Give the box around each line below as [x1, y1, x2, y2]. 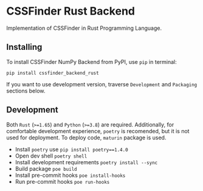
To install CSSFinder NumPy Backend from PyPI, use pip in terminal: [6, 58, 177, 65]
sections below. [6, 87, 46, 94]
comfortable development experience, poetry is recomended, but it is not [6, 127, 190, 134]
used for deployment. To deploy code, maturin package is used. [6, 134, 167, 141]
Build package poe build [15, 165, 77, 172]
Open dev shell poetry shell [15, 152, 88, 159]
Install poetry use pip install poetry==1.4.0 [15, 145, 129, 153]
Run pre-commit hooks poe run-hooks [15, 178, 110, 185]
